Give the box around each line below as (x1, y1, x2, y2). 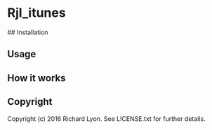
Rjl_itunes (7, 5, 66, 21)
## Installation (7, 28, 48, 36)
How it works (7, 72, 66, 84)
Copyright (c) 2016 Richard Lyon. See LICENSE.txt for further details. (7, 114, 206, 123)
